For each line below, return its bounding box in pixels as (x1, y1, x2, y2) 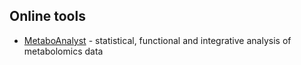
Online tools (9, 8, 86, 25)
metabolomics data (23, 45, 104, 57)
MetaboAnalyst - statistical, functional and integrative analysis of (23, 34, 292, 46)
